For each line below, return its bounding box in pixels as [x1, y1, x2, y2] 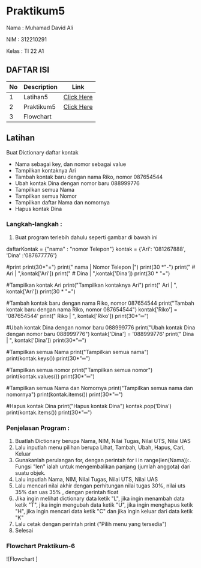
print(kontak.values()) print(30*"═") [6, 373, 95, 380]
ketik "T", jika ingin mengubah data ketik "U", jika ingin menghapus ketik [14, 501, 193, 508]
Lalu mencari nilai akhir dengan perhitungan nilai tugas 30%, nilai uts [14, 482, 186, 489]
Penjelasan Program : [6, 424, 70, 432]
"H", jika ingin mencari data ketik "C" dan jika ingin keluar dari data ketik [14, 508, 193, 515]
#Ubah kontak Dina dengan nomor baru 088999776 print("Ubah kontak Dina [6, 323, 196, 331]
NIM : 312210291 [6, 35, 47, 43]
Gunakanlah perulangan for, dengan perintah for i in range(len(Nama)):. [14, 457, 191, 464]
